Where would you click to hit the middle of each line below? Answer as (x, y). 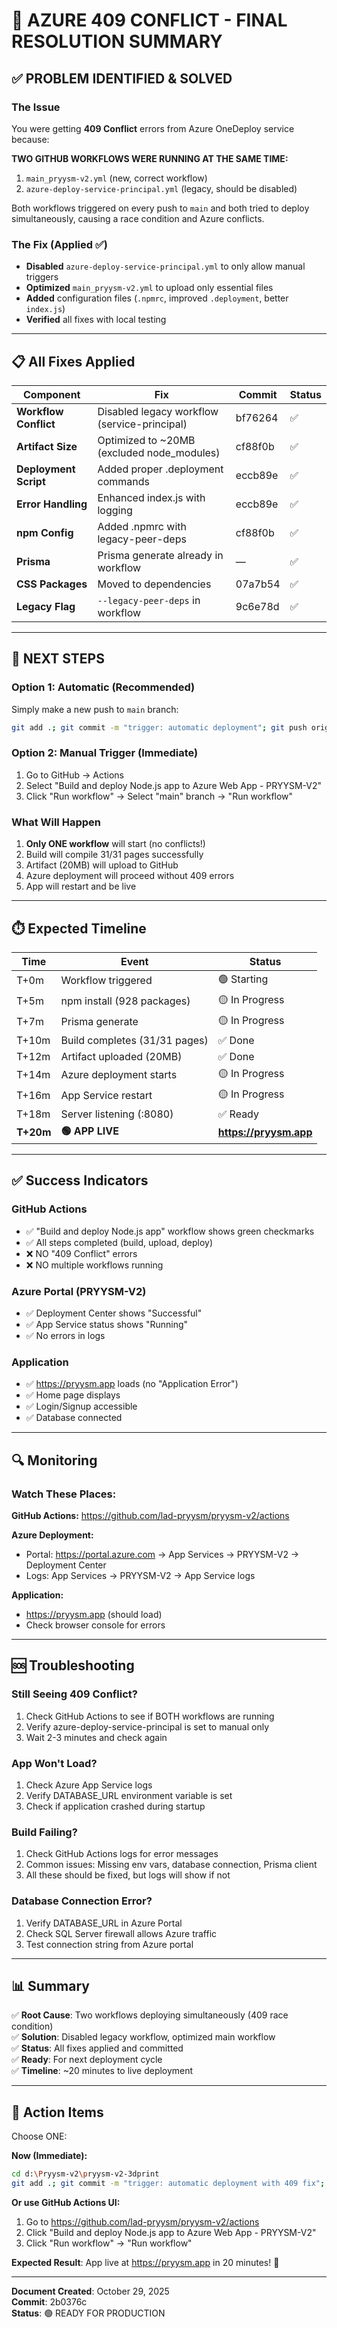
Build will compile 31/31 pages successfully (114, 855)
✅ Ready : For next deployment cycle (87, 2060)
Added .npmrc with (142, 526)
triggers (42, 277)
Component (52, 394)
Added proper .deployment (160, 469)
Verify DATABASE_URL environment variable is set (129, 1795)
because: (30, 139)
